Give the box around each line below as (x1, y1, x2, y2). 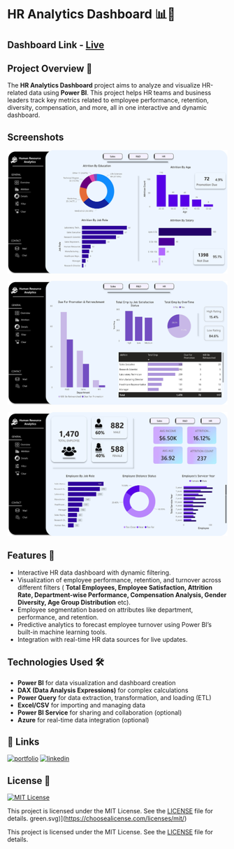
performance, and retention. (17, 612, 99, 621)
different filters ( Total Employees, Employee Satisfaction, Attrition (17, 583, 213, 591)
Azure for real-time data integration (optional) (17, 715, 149, 724)
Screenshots (7, 131, 64, 143)
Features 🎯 (7, 549, 55, 561)
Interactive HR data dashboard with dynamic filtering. (17, 568, 171, 577)
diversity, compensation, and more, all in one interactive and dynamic (7, 104, 207, 112)
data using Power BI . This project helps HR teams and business (29, 89, 212, 97)
